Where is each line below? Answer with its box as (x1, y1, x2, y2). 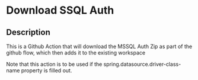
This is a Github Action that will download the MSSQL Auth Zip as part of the (6, 43, 193, 50)
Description (6, 27, 50, 37)
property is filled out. (21, 67, 72, 74)
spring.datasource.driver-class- (103, 60, 181, 68)
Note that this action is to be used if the (6, 60, 103, 68)
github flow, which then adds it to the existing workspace (6, 49, 146, 56)
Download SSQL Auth (6, 4, 114, 17)
